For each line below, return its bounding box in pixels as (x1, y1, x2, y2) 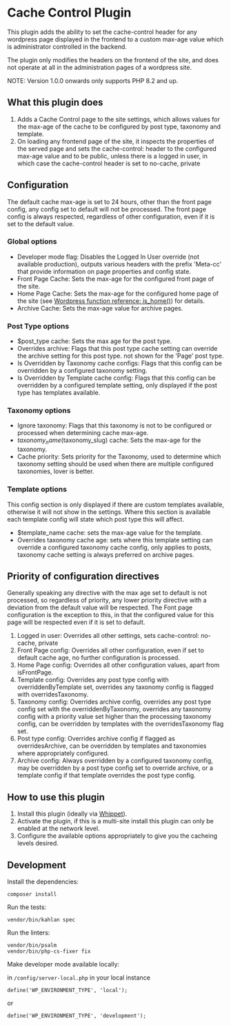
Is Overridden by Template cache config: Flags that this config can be (17, 374, 216, 382)
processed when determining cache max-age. (17, 429, 149, 437)
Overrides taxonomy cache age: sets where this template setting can (17, 535, 213, 544)
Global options (7, 237, 57, 246)
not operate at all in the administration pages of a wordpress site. (7, 63, 192, 71)
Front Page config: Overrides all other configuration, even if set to (17, 646, 205, 654)
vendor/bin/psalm (7, 942, 57, 949)
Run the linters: (7, 928, 50, 937)
